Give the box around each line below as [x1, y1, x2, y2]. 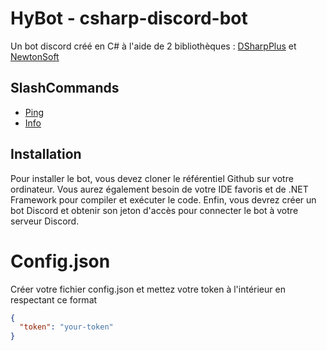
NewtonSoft [10, 50, 60, 62]
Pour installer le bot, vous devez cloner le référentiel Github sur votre [10, 172, 294, 184]
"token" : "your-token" [19, 322, 114, 332]
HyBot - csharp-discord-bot [10, 7, 248, 30]
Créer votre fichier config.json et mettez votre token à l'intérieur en [10, 283, 286, 295]
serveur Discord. [10, 215, 80, 227]
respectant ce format [10, 293, 98, 306]
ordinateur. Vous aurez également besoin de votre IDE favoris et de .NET [10, 183, 309, 195]
